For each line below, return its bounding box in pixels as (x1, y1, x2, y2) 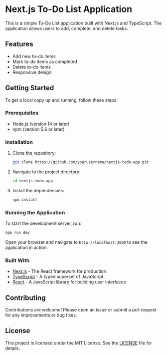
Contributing (5, 293, 46, 302)
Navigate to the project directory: (12, 169, 81, 175)
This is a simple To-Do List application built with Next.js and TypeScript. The (5, 20, 162, 26)
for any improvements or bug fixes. (5, 312, 77, 318)
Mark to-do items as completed (12, 59, 77, 65)
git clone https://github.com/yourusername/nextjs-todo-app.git (12, 160, 149, 165)
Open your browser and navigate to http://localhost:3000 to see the (5, 239, 148, 245)
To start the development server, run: (5, 220, 81, 226)
